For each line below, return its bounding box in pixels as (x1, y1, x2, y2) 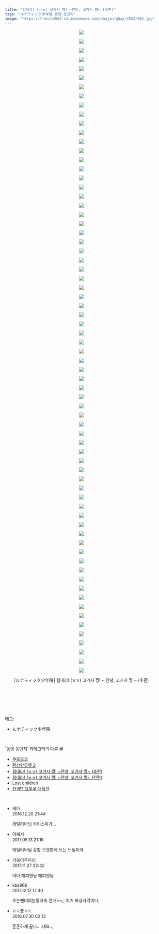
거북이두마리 (12, 857, 36, 863)
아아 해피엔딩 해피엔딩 (12, 873, 54, 879)
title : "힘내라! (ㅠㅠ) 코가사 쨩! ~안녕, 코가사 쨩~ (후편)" (5, 7, 116, 12)
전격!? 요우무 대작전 (12, 786, 49, 792)
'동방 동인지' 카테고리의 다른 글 (5, 746, 64, 752)
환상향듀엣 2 (12, 762, 36, 768)
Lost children (12, 780, 39, 786)
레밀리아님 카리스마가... (12, 821, 57, 827)
